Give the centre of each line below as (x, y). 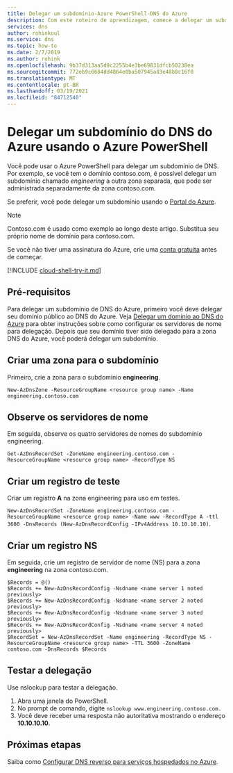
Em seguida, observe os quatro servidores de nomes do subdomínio (105, 434)
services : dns (28, 26)
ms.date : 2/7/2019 (34, 53)
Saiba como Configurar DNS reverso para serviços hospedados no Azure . (113, 761)
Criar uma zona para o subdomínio (83, 360)
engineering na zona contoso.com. (58, 570)
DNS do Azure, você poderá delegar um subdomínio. (83, 339)
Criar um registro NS (52, 545)
